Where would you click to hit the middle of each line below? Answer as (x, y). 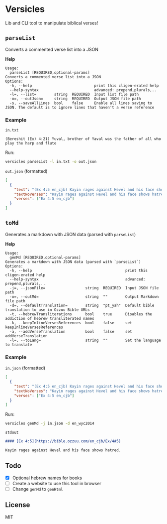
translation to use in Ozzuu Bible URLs (48, 310)
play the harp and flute (31, 143)
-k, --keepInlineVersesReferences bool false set (71, 323)
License (18, 505)
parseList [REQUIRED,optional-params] (50, 72)
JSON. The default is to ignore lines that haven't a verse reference (80, 107)
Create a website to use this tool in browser (57, 483)
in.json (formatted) (25, 368)
